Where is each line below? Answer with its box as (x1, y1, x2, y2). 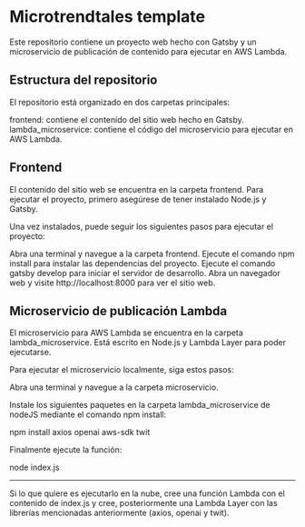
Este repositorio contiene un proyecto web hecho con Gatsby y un (9, 36, 257, 47)
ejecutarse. (9, 347, 52, 358)
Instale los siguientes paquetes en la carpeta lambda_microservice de (9, 400, 271, 411)
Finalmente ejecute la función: (9, 444, 123, 455)
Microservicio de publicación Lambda (9, 303, 228, 319)
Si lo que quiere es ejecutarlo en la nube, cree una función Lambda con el (9, 488, 286, 499)
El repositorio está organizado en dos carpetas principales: (9, 96, 230, 107)
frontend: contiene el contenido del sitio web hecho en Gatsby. (9, 114, 244, 124)
